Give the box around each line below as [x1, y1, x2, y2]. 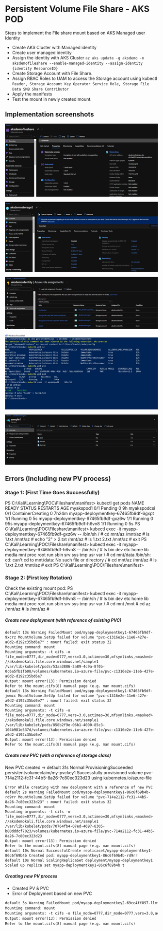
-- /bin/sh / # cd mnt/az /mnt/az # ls [77, 531, 150, 537]
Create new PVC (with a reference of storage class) [5, 752, 112, 758]
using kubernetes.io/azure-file [91, 775, 152, 781]
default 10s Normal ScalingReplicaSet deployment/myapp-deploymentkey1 [5, 858, 153, 863]
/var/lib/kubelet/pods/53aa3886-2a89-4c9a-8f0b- [5, 664, 105, 669]
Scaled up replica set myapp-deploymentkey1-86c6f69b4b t [5, 863, 125, 868]
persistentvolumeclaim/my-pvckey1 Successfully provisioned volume [5, 770, 143, 776]
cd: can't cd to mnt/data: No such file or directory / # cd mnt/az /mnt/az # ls [5, 557, 157, 563]
